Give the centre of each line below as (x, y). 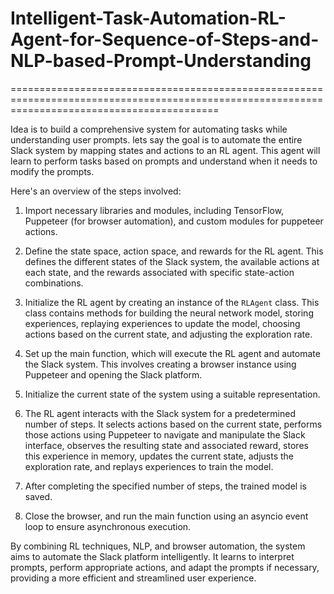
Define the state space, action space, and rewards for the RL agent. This (174, 251)
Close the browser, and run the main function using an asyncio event (166, 516)
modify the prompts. (52, 171)
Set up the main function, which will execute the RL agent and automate (172, 353)
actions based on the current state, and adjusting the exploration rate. (168, 334)
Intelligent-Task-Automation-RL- (148, 18)
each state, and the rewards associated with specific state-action (159, 272)
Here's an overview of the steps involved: (96, 191)
